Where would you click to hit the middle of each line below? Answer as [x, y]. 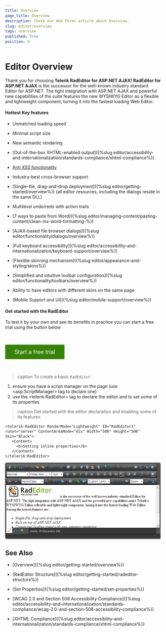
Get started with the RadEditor [37, 311]
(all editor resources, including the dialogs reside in [108, 192]
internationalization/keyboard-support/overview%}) [65, 251]
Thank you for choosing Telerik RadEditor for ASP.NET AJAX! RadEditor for [83, 80]
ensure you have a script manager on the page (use [65, 386]
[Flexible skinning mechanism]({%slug [51, 261]
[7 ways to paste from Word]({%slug [49, 216]
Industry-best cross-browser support [50, 177]
